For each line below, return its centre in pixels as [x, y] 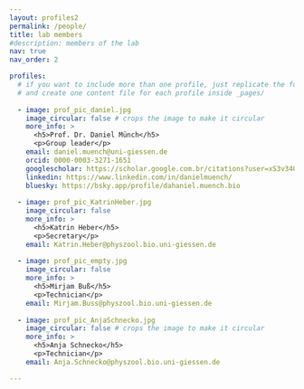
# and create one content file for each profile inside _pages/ [141, 93]
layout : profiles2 [44, 18]
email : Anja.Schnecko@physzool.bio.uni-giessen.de [123, 362]
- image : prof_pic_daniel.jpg [74, 109]
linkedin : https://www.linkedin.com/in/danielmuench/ [129, 177]
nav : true [28, 52]
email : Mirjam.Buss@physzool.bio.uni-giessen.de [119, 303]
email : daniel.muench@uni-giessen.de [97, 152]
